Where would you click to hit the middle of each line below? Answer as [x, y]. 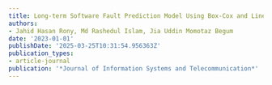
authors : [23, 23]
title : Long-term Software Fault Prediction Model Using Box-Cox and [128, 16]
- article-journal [39, 62]
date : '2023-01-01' [41, 38]
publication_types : [41, 53]
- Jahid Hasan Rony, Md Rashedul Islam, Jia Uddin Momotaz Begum [121, 31]
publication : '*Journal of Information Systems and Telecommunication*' [134, 69]
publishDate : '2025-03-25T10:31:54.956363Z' [85, 46]
